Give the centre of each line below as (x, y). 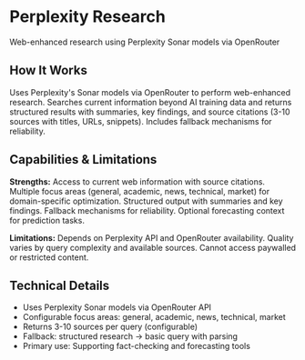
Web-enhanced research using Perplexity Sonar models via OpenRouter (145, 42)
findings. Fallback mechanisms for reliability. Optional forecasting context (147, 210)
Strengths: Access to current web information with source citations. (137, 181)
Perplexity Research (87, 17)
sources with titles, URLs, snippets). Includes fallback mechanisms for (141, 121)
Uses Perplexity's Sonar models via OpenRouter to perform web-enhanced (150, 92)
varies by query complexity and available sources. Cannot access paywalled (153, 247)
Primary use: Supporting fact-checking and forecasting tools (136, 346)
